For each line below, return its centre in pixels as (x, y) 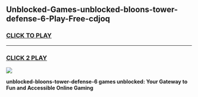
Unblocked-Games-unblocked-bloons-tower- (92, 10)
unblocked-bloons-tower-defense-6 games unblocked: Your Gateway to (97, 81)
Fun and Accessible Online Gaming (50, 88)
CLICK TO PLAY (29, 36)
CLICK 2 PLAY (27, 58)
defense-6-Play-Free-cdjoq (58, 19)
